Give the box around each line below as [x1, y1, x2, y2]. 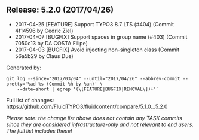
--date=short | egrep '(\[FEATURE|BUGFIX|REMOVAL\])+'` [17, 86, 160, 92]
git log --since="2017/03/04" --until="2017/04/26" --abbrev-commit [6, 75, 180, 81]
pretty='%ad [6, 81, 36, 87]
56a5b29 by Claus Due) [14, 52, 74, 59]
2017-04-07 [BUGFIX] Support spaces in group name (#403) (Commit [14, 33, 188, 41]
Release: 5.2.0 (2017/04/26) [6, 5, 114, 15]
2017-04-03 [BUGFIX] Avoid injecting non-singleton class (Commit [14, 46, 180, 53]
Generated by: [6, 64, 42, 71]
